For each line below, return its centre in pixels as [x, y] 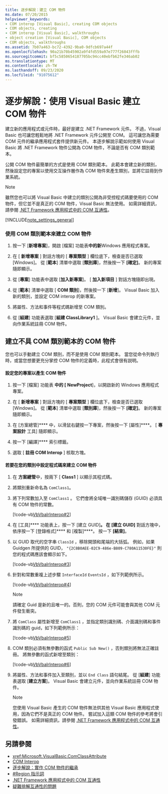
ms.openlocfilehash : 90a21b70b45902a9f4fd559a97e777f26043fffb [72, 52]
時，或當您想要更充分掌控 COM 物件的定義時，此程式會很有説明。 [73, 360]
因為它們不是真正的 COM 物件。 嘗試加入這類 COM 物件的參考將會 [90, 714]
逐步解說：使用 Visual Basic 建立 [73, 101]
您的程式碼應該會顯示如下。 [41, 555]
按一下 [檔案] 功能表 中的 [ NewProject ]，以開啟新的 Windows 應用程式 [85, 385]
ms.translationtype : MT [30, 61]
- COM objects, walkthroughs [35, 43]
